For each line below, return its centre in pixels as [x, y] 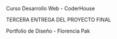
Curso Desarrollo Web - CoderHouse [51, 8]
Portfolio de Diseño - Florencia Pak [48, 31]
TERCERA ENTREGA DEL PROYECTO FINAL [58, 19]
